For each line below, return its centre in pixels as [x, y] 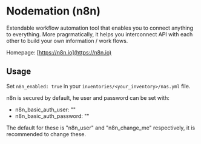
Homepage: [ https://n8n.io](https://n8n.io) [59, 52]
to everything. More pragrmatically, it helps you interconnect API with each [100, 34]
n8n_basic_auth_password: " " [52, 116]
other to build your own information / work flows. [67, 41]
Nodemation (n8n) [54, 11]
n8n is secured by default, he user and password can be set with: [88, 97]
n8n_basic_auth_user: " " [45, 110]
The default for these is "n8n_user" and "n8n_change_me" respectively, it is [101, 128]
